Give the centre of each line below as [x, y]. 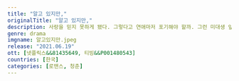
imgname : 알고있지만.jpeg [42, 40]
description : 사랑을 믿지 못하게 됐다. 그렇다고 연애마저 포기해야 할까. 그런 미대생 [116, 27]
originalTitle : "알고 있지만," [50, 20]
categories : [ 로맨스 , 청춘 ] [45, 66]
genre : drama [27, 33]
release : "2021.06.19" [41, 46]
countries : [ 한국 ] [33, 60]
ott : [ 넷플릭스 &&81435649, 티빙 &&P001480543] [71, 54]
